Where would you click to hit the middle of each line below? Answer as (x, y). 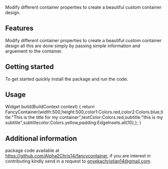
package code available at (32, 150)
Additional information (41, 138)
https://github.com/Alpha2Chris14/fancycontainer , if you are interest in (78, 156)
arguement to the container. (34, 51)
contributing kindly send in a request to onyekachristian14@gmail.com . (78, 161)
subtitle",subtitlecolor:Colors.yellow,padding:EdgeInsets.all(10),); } (73, 123)
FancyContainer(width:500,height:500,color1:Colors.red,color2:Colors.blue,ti (84, 112)
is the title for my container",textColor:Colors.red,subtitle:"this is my (93, 117)
